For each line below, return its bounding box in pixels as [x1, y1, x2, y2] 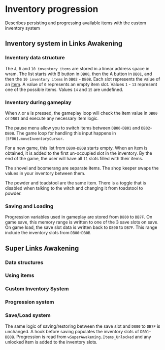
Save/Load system [5, 312, 51, 319]
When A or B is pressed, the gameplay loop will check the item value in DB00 [5, 110, 158, 116]
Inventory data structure [5, 54, 65, 61]
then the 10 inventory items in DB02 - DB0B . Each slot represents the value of [5, 76, 160, 82]
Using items [5, 272, 34, 279]
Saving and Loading [5, 203, 54, 210]
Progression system [5, 299, 54, 306]
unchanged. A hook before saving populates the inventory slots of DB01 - [5, 328, 151, 334]
